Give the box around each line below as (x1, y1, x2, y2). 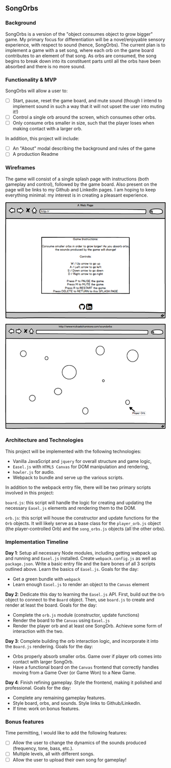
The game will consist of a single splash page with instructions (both (5, 176, 149, 182)
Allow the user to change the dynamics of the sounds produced (12, 739, 147, 746)
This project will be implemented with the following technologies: (5, 448, 141, 454)
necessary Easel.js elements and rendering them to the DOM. (5, 505, 136, 511)
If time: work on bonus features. (12, 705, 80, 712)
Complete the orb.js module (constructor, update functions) (12, 612, 140, 618)
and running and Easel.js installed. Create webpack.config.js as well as (5, 555, 156, 562)
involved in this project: (5, 489, 54, 496)
